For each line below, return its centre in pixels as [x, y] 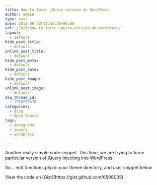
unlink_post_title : [25, 51]
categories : [17, 107]
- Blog [16, 111]
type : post [16, 19]
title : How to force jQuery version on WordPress [58, 10]
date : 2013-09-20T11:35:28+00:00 [40, 24]
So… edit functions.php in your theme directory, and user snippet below [79, 168]
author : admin [20, 14]
